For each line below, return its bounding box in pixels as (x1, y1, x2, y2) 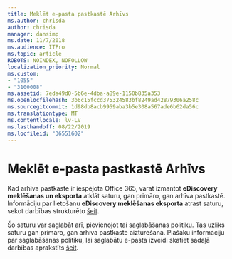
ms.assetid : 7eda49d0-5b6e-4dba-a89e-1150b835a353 (7, 90, 161, 97)
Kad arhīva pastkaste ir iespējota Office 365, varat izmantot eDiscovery (7, 184, 218, 193)
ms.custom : (7, 70, 40, 77)
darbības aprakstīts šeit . (7, 243, 79, 252)
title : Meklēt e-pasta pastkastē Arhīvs (7, 10, 130, 18)
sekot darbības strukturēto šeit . (7, 207, 100, 215)
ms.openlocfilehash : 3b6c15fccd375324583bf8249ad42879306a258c (7, 97, 199, 104)
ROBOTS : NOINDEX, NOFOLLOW (7, 57, 88, 64)
